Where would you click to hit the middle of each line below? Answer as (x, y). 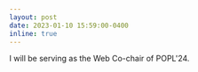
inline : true (33, 33)
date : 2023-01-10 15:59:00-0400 (69, 25)
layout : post (33, 17)
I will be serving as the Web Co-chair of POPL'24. (99, 59)
